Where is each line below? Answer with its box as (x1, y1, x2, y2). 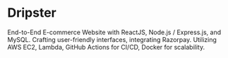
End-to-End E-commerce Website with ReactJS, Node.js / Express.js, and (7, 28, 222, 36)
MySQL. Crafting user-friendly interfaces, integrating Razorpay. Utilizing (7, 35, 217, 43)
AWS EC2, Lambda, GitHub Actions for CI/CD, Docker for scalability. (7, 43, 205, 51)
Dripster (7, 5, 56, 21)
